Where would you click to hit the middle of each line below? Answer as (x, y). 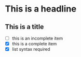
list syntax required (31, 49)
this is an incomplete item (37, 38)
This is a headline (41, 9)
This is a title (25, 27)
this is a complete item (34, 44)
